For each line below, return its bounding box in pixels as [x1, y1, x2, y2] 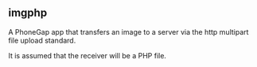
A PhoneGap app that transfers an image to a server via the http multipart [8, 27, 249, 36]
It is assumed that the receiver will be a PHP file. [8, 50, 167, 60]
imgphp [8, 6, 48, 20]
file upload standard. [8, 35, 76, 45]
